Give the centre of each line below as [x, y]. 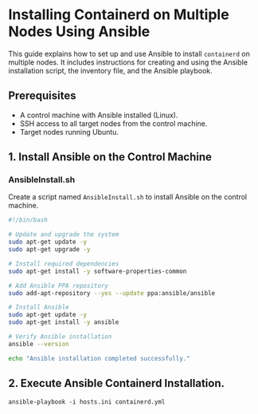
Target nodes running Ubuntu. [69, 132]
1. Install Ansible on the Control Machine [110, 157]
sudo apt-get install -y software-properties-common [98, 271]
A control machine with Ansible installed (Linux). [99, 115]
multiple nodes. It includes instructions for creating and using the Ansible [128, 62]
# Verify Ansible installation [60, 337]
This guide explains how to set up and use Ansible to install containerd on [129, 53]
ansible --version [39, 344]
